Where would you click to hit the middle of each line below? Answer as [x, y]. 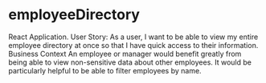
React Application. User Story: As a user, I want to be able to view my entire [133, 37]
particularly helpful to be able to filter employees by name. [105, 70]
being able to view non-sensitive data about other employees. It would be [130, 62]
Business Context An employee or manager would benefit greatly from [125, 53]
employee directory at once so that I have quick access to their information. [133, 45]
